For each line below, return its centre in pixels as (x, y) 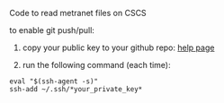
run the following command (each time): (96, 65)
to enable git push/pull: (52, 30)
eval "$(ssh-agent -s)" (54, 82)
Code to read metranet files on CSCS (78, 13)
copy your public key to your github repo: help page (118, 47)
